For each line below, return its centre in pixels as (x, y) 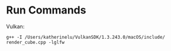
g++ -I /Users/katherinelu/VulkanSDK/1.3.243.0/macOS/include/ (86, 37)
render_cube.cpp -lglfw (36, 42)
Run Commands (46, 10)
